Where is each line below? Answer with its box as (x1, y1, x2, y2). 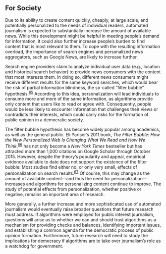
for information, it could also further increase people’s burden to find (5, 38, 145, 44)
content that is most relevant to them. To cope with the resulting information (5, 43, 160, 49)
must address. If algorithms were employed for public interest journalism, (5, 211, 155, 217)
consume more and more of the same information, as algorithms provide (5, 96, 153, 102)
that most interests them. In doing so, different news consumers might (5, 74, 149, 80)
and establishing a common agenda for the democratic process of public (5, 227, 154, 233)
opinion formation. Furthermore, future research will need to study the (5, 232, 148, 238)
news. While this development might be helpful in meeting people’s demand (5, 33, 160, 39)
